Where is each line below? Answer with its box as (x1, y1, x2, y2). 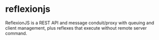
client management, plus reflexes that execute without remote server (5, 25, 147, 31)
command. (5, 30, 27, 36)
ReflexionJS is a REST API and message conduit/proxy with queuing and (5, 20, 154, 26)
